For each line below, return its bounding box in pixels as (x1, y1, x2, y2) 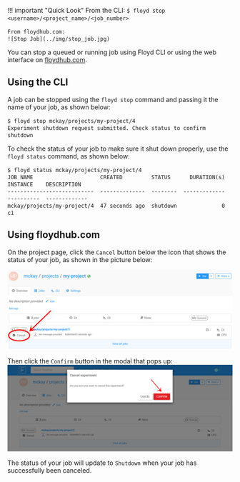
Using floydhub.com (7, 229, 100, 241)
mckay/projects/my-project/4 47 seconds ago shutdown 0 (7, 202, 225, 209)
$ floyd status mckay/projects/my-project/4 (7, 166, 142, 174)
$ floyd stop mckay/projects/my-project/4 (7, 117, 136, 124)
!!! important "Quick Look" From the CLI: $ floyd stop (7, 6, 166, 14)
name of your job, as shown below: (7, 103, 111, 111)
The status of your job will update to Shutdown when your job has (7, 458, 197, 467)
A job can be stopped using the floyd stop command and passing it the (7, 95, 219, 104)
